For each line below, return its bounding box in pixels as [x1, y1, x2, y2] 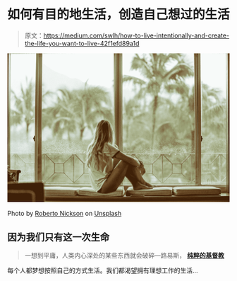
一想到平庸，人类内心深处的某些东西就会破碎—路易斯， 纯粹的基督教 [24, 251, 224, 260]
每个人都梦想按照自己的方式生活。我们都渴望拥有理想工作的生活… [7, 266, 199, 275]
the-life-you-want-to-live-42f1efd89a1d [24, 39, 140, 47]
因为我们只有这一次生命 [7, 231, 109, 243]
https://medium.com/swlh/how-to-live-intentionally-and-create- [43, 31, 230, 40]
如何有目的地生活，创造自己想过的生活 [7, 6, 231, 23]
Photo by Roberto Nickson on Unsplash [7, 209, 122, 217]
